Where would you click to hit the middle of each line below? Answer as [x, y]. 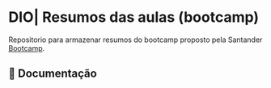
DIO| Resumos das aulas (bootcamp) [134, 17]
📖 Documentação [53, 74]
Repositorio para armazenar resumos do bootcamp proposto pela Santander [135, 40]
